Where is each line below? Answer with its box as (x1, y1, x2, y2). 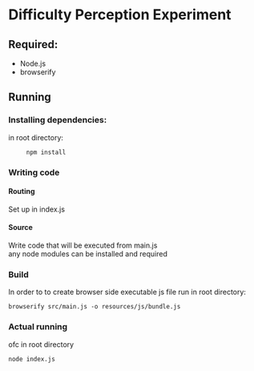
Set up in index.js (8, 204, 66, 214)
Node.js (19, 58, 46, 68)
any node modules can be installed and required (8, 249, 168, 259)
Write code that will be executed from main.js (8, 240, 158, 250)
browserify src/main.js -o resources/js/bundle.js (8, 303, 181, 311)
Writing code (8, 167, 60, 178)
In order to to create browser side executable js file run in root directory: (8, 287, 247, 297)
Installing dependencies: (8, 115, 107, 126)
